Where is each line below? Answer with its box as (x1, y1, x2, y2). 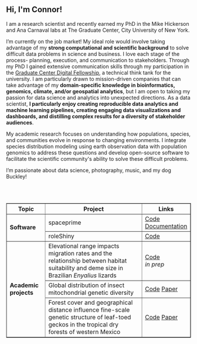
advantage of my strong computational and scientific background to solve (6, 44, 189, 51)
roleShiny (48, 232, 74, 240)
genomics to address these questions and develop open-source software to (6, 149, 189, 156)
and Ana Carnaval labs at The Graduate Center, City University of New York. (6, 26, 190, 33)
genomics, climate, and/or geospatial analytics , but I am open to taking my (6, 87, 191, 95)
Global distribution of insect (48, 281, 125, 289)
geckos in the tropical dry (48, 320, 119, 328)
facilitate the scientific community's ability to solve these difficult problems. (6, 155, 189, 162)
